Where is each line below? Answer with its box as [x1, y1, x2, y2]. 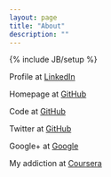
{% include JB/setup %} [9, 55, 98, 65]
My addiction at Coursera [9, 158, 102, 169]
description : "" [9, 29, 69, 38]
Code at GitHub [9, 106, 67, 117]
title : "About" [9, 21, 66, 30]
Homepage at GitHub [9, 88, 87, 99]
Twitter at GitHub [9, 123, 72, 134]
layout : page [9, 13, 58, 22]
